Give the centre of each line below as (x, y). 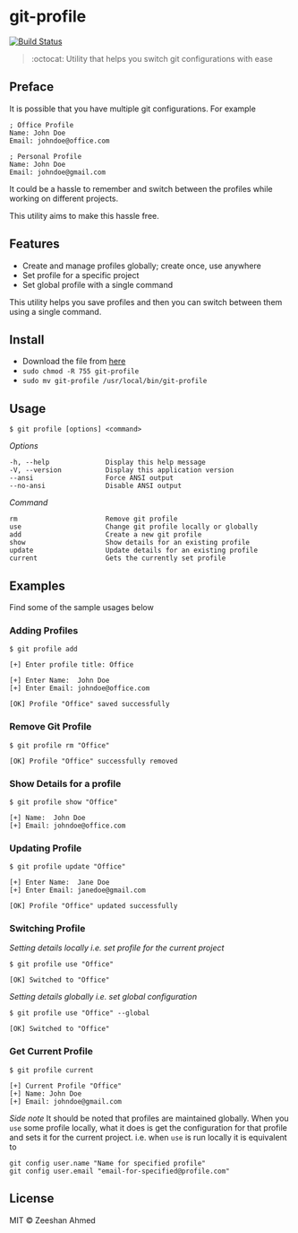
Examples (37, 586)
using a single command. (55, 311)
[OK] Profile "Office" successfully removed (94, 761)
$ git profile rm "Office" (60, 745)
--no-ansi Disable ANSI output (95, 486)
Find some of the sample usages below (81, 607)
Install (27, 340)
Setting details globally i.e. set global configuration (103, 997)
